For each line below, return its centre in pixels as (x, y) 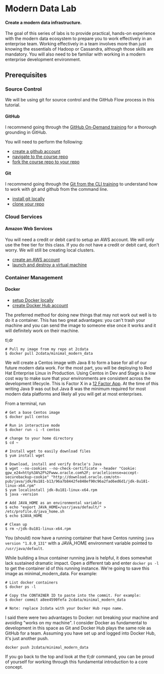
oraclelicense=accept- (116, 473)
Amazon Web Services (29, 229)
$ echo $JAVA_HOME (24, 516)
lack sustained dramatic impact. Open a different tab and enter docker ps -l (82, 563)
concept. (14, 667)
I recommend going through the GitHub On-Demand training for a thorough (81, 127)
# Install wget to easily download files (48, 451)
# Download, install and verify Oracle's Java (53, 464)
